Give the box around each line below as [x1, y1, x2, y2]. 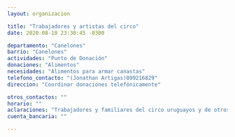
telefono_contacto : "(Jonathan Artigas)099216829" [7, 74, 158, 81]
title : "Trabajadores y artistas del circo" [7, 22, 139, 30]
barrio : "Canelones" [7, 48, 68, 56]
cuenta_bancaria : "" [7, 113, 68, 120]
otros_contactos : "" [7, 94, 68, 101]
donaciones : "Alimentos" [7, 62, 80, 68]
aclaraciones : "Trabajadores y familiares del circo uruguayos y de [7, 106, 211, 114]
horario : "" [7, 100, 42, 107]
